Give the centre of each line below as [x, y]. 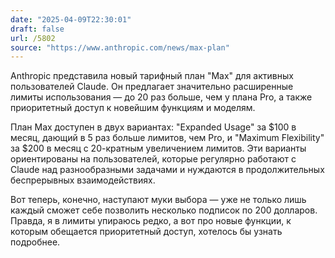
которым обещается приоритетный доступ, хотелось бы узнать [146, 232]
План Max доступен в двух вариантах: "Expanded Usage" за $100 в [153, 127]
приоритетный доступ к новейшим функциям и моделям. [133, 108]
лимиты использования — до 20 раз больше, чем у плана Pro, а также [161, 97]
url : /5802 [33, 38]
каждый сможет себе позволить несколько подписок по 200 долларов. [164, 210]
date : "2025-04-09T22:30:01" [71, 19]
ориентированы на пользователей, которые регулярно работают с [153, 159]
